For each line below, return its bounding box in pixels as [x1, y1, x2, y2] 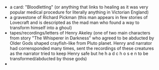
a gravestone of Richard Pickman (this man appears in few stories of [9, 15, 148, 20]
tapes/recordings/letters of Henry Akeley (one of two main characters [9, 30, 151, 35]
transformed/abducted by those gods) [9, 56, 87, 61]
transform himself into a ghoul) [9, 25, 72, 31]
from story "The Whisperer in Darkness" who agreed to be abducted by [9, 35, 154, 41]
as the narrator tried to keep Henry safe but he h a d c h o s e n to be [9, 51, 148, 56]
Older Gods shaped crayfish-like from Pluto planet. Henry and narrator [9, 40, 152, 46]
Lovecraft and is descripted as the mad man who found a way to [9, 19, 139, 25]
